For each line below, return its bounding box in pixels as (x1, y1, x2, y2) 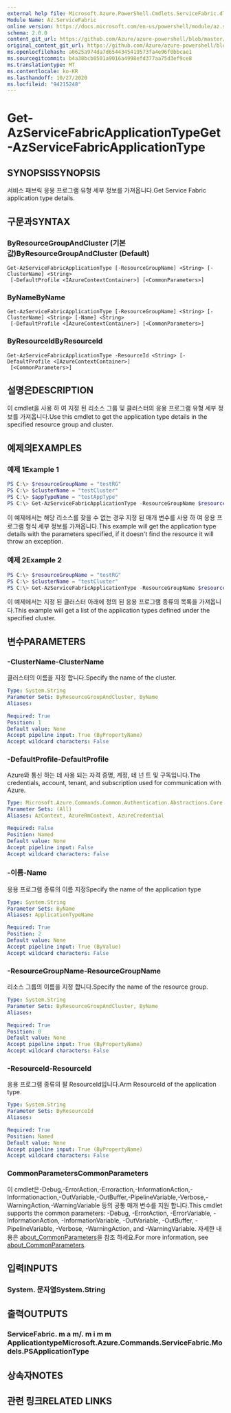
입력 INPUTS (7, 1263, 58, 1274)
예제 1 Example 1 (7, 464, 60, 474)
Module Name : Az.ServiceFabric (7, 17, 97, 23)
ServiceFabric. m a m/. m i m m (7, 1330, 112, 1339)
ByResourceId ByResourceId (7, 336, 103, 346)
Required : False (7, 825, 54, 832)
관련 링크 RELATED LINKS (7, 1395, 112, 1407)
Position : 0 (7, 1028, 41, 1035)
